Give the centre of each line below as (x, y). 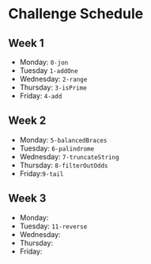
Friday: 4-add (41, 96)
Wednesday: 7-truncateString (70, 156)
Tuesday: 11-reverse (53, 226)
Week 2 (27, 121)
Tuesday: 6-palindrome (57, 148)
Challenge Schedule (76, 14)
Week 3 (27, 199)
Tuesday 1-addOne (49, 71)
